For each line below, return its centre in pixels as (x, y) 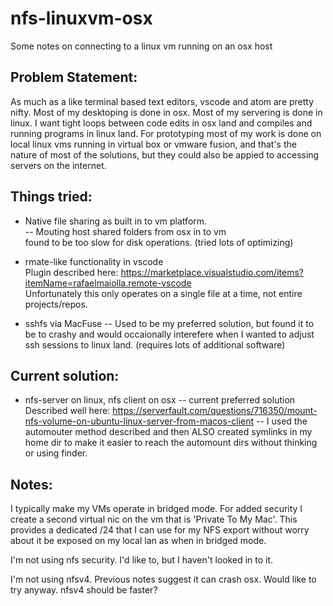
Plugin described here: (71, 272)
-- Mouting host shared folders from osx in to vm (125, 231)
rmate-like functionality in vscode (94, 261)
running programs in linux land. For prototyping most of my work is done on (166, 133)
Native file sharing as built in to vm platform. (116, 221)
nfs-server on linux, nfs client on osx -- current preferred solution (160, 400)
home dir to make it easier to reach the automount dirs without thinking (171, 443)
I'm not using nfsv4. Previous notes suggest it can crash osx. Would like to (163, 579)
